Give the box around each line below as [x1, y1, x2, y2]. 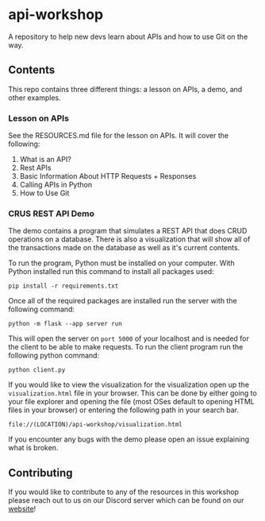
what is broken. [8, 443, 59, 453]
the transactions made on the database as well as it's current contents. [8, 243, 240, 253]
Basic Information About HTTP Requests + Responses [19, 172, 197, 181]
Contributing [8, 466, 73, 480]
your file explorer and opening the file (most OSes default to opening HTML [8, 397, 255, 407]
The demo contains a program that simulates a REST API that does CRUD [8, 226, 248, 236]
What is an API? [19, 155, 71, 164]
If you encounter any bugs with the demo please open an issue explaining [8, 434, 250, 444]
